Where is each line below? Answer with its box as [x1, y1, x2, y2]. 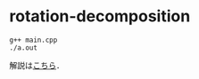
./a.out [9, 43, 38, 52]
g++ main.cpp [9, 36, 58, 44]
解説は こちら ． [9, 59, 64, 70]
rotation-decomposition [9, 6, 191, 27]
